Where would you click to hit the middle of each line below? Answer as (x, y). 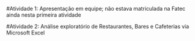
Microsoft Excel (26, 33)
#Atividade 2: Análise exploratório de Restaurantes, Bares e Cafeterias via (98, 26)
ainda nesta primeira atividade (44, 15)
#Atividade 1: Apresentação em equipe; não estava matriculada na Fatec (96, 9)
